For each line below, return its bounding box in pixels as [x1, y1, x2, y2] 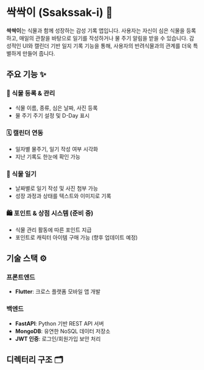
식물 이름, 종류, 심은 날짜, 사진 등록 [15, 104, 98, 112]
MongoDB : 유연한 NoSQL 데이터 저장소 [15, 327, 111, 335]
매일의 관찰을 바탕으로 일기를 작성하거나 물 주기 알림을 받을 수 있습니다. [19, 34, 188, 41]
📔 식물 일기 [6, 169, 37, 178]
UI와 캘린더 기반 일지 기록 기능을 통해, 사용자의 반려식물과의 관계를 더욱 [22, 42, 192, 49]
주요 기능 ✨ [6, 69, 47, 80]
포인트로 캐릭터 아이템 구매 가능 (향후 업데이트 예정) [15, 233, 138, 241]
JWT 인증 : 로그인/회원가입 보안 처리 [15, 335, 101, 342]
